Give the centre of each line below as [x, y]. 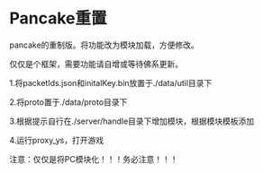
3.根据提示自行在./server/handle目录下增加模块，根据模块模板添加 [132, 121]
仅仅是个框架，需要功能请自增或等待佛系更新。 [96, 64]
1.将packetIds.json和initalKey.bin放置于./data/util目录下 [111, 82]
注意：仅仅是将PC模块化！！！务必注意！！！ [94, 159]
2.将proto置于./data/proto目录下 [68, 102]
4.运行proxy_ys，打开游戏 [57, 140]
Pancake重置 [58, 18]
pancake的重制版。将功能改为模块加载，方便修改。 [104, 45]
